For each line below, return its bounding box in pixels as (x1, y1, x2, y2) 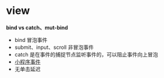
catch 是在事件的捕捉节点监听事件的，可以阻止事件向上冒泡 (14, 51, 158, 58)
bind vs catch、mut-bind (6, 24, 69, 31)
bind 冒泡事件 (14, 36, 48, 43)
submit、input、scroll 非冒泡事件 (14, 44, 94, 51)
